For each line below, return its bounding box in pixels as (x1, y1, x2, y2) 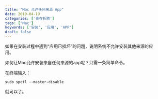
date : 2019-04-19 (5, 12, 40, 16)
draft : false (5, 29, 32, 34)
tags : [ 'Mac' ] (5, 20, 34, 26)
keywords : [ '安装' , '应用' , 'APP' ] (5, 25, 74, 30)
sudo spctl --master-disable (5, 80, 64, 85)
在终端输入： (5, 70, 31, 75)
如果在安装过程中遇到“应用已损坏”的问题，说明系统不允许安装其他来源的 (5, 43, 149, 49)
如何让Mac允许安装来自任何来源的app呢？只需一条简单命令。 (5, 60, 127, 65)
